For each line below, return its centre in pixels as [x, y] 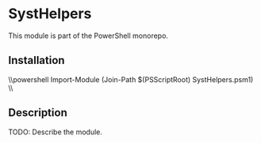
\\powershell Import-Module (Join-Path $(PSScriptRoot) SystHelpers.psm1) [131, 79]
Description [38, 113]
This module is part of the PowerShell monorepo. [88, 36]
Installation [36, 60]
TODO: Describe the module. [56, 132]
